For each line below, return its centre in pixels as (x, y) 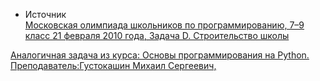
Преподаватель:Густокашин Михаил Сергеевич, (113, 65)
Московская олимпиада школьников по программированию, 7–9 (164, 25)
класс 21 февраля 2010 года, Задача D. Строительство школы (157, 35)
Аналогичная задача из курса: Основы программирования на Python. (160, 55)
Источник (45, 14)
